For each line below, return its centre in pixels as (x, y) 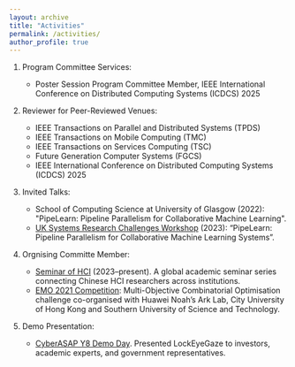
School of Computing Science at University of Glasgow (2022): (150, 210)
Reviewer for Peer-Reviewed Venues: (89, 111)
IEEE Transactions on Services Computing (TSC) (123, 147)
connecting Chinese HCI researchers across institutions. (138, 281)
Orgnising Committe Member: (76, 255)
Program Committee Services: (77, 67)
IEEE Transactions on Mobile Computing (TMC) (121, 137)
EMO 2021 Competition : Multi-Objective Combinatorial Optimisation (158, 291)
